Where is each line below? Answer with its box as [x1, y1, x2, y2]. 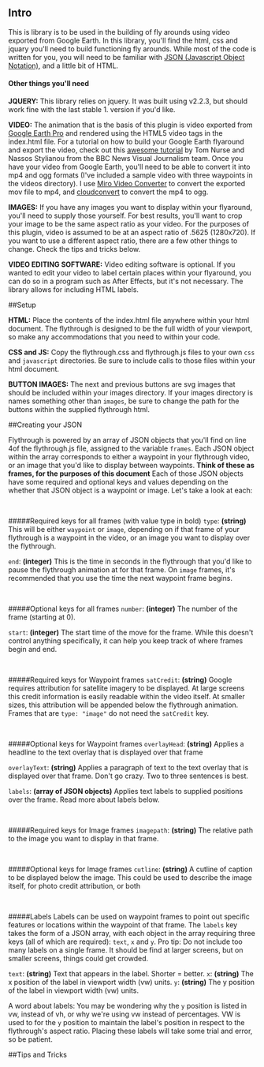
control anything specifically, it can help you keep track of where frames [8, 636, 244, 646]
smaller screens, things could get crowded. [8, 954, 149, 964]
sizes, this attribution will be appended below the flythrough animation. [8, 700, 239, 709]
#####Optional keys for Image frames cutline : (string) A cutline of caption [8, 864, 253, 874]
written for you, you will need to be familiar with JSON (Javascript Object [8, 52, 245, 62]
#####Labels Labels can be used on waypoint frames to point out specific [8, 912, 250, 922]
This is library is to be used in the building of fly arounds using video [8, 27, 230, 36]
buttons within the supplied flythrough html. [8, 405, 151, 414]
